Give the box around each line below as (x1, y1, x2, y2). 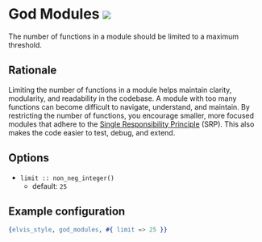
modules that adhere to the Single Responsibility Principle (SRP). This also (8, 119, 255, 129)
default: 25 (31, 181, 67, 190)
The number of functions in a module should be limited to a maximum (8, 31, 239, 41)
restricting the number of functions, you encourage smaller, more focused (8, 111, 254, 120)
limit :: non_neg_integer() (19, 174, 114, 182)
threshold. (8, 40, 43, 49)
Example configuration (8, 204, 126, 218)
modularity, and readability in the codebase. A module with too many (8, 94, 237, 103)
